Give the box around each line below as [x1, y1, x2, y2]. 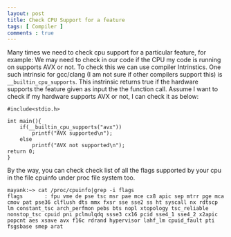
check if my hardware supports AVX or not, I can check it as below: [7, 93, 199, 101]
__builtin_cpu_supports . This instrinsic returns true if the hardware [7, 77, 199, 86]
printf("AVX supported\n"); [32, 130, 113, 137]
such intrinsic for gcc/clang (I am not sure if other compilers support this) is [7, 70, 223, 79]
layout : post [7, 10, 45, 17]
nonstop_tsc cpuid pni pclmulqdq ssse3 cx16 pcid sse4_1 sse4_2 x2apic [7, 211, 218, 218]
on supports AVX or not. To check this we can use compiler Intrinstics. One [7, 63, 221, 71]
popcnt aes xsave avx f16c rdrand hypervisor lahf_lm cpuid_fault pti [7, 217, 215, 225]
